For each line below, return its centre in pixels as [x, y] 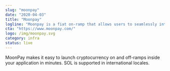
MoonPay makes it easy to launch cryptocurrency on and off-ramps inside [83, 57]
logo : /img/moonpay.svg [30, 33]
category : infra [22, 39]
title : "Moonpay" [24, 19]
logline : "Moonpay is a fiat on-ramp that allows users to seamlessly [81, 24]
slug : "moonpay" [22, 10]
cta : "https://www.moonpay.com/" [40, 29]
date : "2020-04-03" [26, 15]
